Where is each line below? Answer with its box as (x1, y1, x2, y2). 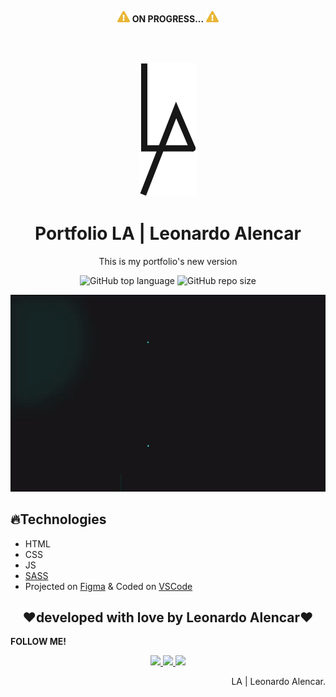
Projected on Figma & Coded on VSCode (24, 580, 193, 592)
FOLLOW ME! (10, 636, 67, 648)
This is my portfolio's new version (98, 255, 238, 267)
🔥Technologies (10, 511, 107, 528)
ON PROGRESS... (131, 12, 205, 25)
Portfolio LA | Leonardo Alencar (34, 222, 302, 245)
